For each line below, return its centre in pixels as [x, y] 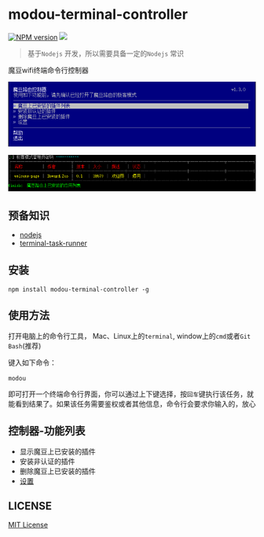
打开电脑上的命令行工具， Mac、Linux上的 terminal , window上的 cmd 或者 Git [130, 336]
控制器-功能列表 [47, 431]
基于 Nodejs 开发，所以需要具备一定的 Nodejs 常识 [106, 53]
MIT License [28, 525]
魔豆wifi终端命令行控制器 [48, 70]
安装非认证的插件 [47, 461]
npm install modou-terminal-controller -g [79, 289]
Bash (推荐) [25, 346]
